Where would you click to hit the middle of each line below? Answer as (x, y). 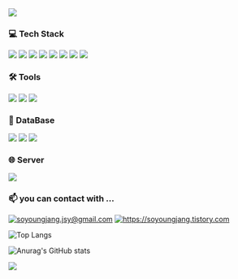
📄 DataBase (32, 120)
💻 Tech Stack (37, 33)
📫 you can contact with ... (62, 198)
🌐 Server (26, 159)
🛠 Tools (25, 77)
